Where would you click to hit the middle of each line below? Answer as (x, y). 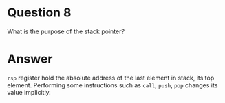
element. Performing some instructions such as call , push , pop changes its (112, 85)
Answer (30, 59)
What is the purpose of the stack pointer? (66, 31)
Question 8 (39, 13)
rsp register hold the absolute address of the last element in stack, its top (111, 78)
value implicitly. (29, 92)
